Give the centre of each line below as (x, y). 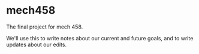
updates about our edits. (37, 45)
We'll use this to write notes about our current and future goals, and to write (100, 38)
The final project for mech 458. (45, 27)
